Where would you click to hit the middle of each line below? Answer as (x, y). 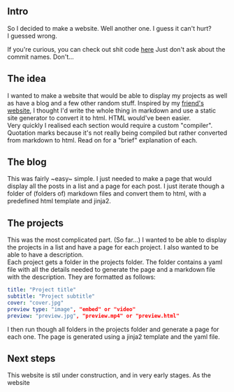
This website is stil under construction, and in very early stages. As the (109, 375)
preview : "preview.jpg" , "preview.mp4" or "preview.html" (93, 316)
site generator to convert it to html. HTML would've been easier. (99, 117)
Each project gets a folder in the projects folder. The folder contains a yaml (115, 262)
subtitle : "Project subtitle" (51, 296)
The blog (27, 162)
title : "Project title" (42, 290)
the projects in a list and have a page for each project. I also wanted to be (113, 247)
